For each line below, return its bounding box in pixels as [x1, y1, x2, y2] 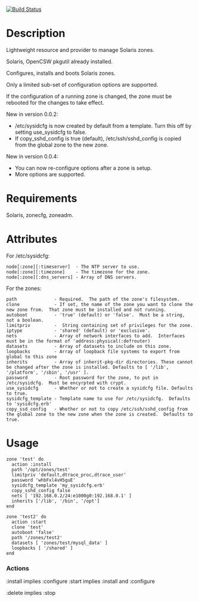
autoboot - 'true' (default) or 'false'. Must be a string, [6, 311, 185, 318]
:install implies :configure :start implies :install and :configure [6, 577, 155, 585]
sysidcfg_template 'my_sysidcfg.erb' [11, 482, 105, 488]
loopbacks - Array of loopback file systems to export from [6, 349, 180, 355]
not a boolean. [6, 317, 44, 323]
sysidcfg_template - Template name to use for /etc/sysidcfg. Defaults [6, 395, 191, 402]
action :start [11, 519, 46, 525]
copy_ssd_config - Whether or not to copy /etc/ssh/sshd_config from [6, 406, 188, 412]
